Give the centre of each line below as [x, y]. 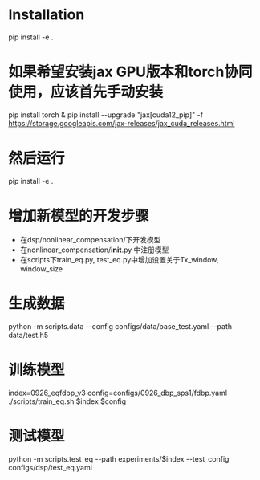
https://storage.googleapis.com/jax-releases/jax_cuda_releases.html [122, 123]
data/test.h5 [28, 335]
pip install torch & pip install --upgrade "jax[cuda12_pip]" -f [106, 115]
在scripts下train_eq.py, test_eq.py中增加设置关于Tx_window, [119, 259]
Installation [47, 15]
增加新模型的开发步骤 [79, 216]
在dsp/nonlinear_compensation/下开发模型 [90, 239]
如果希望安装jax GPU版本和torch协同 [130, 72]
